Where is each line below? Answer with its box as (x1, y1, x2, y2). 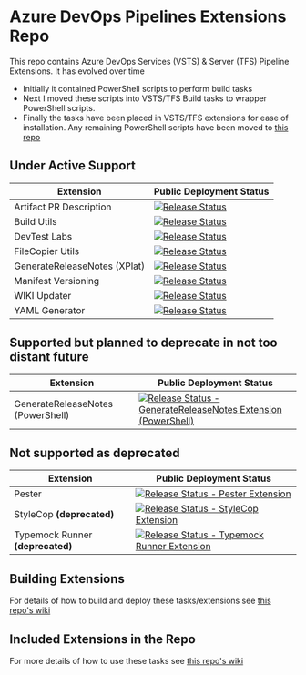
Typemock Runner (14, 528, 93, 541)
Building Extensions (9, 571, 126, 587)
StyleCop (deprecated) (14, 508, 115, 521)
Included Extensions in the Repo (9, 631, 196, 647)
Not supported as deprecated (9, 445, 180, 461)
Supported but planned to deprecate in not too (9, 335, 278, 351)
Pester (14, 487, 43, 500)
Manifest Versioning (14, 274, 100, 287)
